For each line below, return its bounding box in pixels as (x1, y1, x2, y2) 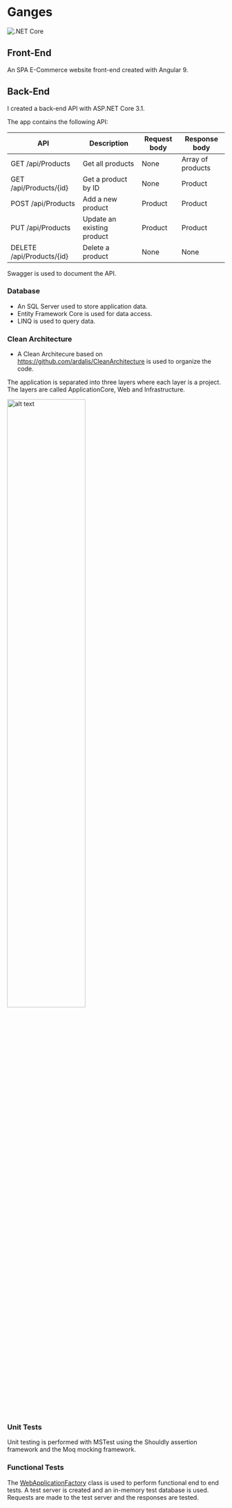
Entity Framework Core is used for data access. (17, 309, 153, 317)
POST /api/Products (10, 198, 75, 208)
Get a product (82, 174, 128, 184)
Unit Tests (7, 1422, 43, 1432)
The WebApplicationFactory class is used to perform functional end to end (7, 1478, 220, 1487)
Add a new (82, 194, 117, 204)
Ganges (7, 4, 53, 20)
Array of (181, 154, 209, 164)
